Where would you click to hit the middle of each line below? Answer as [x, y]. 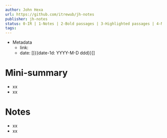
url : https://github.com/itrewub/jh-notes [50, 14]
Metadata [22, 42]
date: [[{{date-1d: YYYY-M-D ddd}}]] [57, 53]
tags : [11, 28]
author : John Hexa [24, 10]
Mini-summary [37, 73]
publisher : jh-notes [27, 19]
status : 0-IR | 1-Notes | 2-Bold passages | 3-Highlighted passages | [80, 24]
